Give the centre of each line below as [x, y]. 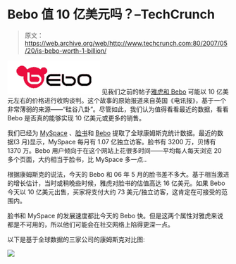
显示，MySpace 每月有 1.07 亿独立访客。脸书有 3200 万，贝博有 [123, 142]
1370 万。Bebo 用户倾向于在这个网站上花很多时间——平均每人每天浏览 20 [114, 150]
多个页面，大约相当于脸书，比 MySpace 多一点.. [77, 159]
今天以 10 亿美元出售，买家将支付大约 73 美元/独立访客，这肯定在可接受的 [114, 191]
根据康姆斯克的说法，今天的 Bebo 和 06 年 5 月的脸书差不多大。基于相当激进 [118, 174]
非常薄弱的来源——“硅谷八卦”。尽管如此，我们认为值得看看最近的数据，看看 [118, 109]
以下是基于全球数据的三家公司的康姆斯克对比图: [76, 239]
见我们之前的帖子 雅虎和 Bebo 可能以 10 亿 [162, 92]
